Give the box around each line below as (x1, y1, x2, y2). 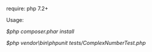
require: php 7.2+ (6, 5, 48, 12)
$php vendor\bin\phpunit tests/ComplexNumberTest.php (6, 40, 146, 46)
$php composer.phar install (6, 28, 75, 35)
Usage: (6, 17, 24, 23)
